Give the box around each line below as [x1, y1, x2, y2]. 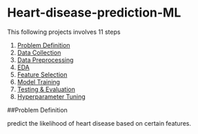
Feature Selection [17, 70, 68, 79]
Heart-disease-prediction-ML [7, 5, 181, 21]
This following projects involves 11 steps [7, 28, 121, 36]
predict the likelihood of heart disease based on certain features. [7, 119, 192, 127]
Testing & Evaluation [17, 85, 76, 93]
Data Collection [17, 48, 61, 57]
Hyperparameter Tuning [17, 92, 86, 101]
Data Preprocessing [17, 55, 74, 64]
